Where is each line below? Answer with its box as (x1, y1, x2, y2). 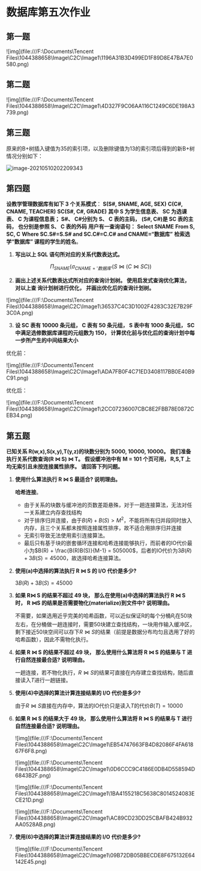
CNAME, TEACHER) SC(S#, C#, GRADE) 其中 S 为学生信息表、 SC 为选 (6, 208, 182, 215)
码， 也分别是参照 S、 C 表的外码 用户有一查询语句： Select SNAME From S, (6, 223, 195, 230)
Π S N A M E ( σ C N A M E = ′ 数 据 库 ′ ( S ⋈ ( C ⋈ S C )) (50, 263, 152, 272)
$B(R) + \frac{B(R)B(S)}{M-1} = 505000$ (34, 547, 136, 554)
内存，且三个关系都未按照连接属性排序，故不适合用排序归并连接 (23, 524, 182, 531)
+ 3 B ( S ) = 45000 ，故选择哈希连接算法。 (23, 554, 124, 561)
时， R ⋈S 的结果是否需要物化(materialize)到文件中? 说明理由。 (14, 599, 173, 606)
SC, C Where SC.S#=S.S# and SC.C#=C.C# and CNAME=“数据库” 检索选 (6, 230, 190, 238)
